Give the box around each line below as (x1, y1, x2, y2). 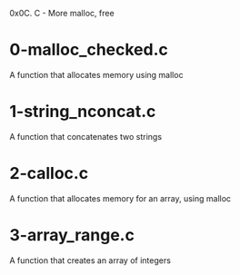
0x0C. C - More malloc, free (9, 8, 115, 18)
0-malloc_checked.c (9, 40, 168, 60)
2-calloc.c (9, 163, 89, 184)
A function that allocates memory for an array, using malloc (9, 192, 232, 203)
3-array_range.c (9, 225, 135, 245)
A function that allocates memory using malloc (9, 69, 184, 80)
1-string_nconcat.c (9, 102, 156, 122)
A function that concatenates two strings (9, 131, 162, 142)
